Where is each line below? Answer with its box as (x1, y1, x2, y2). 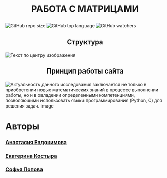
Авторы (5, 121, 40, 132)
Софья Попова (5, 166, 44, 173)
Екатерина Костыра (5, 153, 57, 159)
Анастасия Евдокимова (5, 139, 67, 146)
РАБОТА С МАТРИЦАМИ (31, 3, 139, 15)
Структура (67, 38, 103, 46)
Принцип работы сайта (46, 66, 124, 75)
